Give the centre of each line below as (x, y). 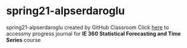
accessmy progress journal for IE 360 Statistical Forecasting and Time (93, 33)
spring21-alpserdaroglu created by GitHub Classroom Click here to (88, 27)
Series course (23, 40)
